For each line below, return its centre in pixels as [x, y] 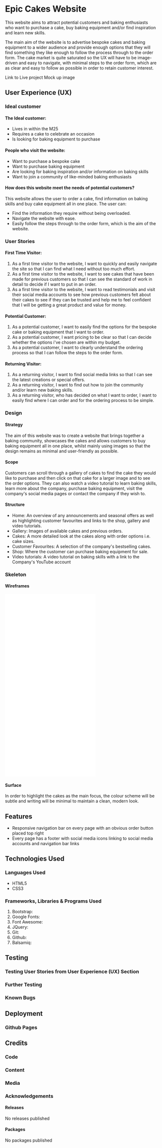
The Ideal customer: [26, 118]
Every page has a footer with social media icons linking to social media [82, 838]
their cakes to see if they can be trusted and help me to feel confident [81, 299]
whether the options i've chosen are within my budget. [66, 342]
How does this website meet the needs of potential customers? [70, 188]
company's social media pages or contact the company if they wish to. [75, 493]
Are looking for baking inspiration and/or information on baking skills [80, 172]
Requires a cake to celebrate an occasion [53, 134]
